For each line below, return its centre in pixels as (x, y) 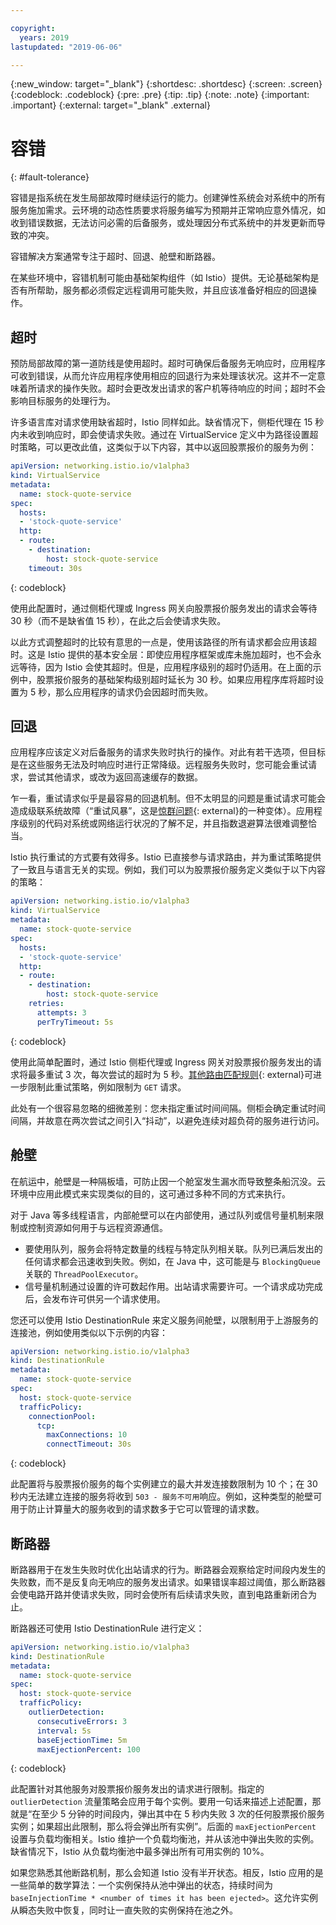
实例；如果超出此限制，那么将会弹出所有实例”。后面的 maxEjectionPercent (163, 1827)
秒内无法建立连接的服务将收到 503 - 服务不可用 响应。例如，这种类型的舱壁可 (166, 1497)
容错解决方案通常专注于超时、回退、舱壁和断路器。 (115, 257)
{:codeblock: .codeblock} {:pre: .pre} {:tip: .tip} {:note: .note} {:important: (160, 95)
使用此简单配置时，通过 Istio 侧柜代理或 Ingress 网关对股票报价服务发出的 (161, 1062)
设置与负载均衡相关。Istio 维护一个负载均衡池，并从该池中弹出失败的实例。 (165, 1839)
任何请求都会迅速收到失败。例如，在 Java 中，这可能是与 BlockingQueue (172, 1261)
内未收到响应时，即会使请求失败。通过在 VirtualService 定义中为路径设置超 (164, 435)
